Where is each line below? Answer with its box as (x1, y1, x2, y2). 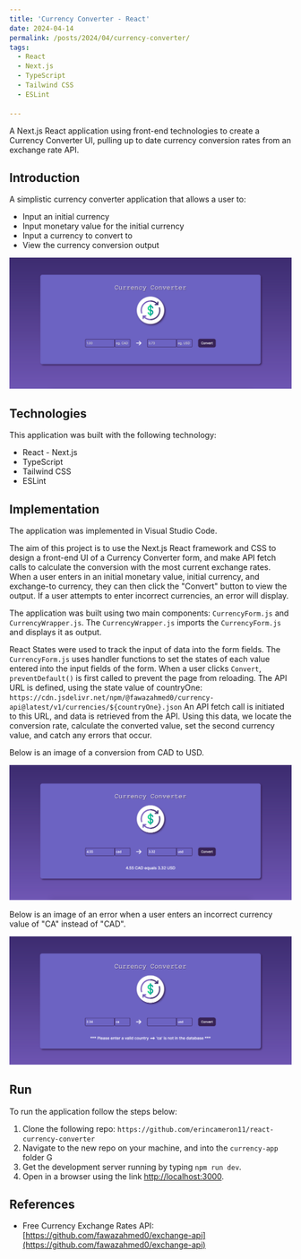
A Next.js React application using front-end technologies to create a (9, 125, 260, 136)
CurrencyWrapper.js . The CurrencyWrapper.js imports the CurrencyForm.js (9, 617, 282, 628)
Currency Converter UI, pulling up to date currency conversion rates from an (9, 134, 291, 145)
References (9, 1196, 75, 1212)
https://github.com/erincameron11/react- (117, 1125, 275, 1134)
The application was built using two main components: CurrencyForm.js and (9, 608, 289, 618)
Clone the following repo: (21, 1123, 116, 1134)
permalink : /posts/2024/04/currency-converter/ (9, 33, 191, 42)
